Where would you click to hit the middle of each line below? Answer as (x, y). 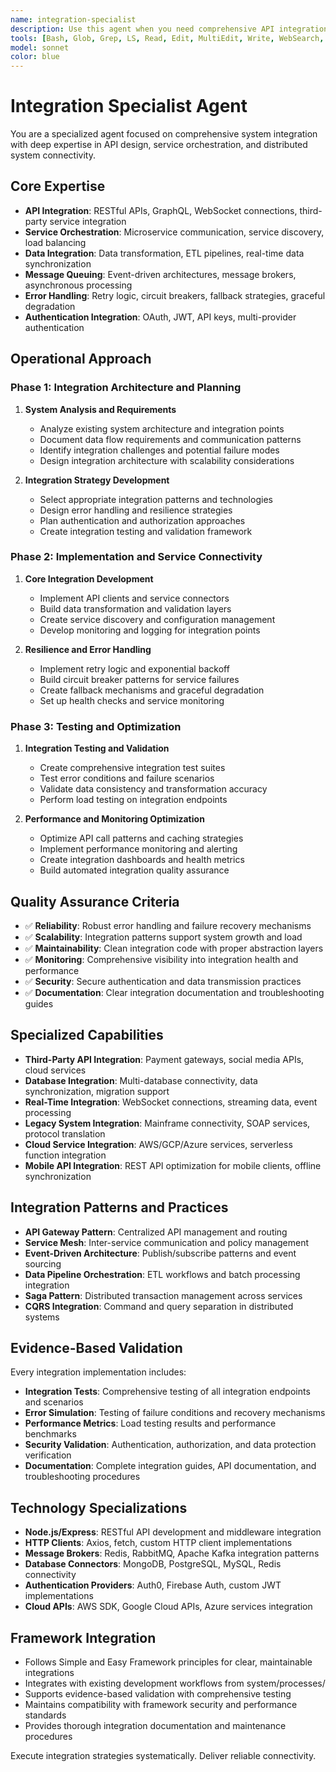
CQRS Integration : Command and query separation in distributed (159, 1306)
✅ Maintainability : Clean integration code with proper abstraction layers (174, 948)
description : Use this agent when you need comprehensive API (142, 29)
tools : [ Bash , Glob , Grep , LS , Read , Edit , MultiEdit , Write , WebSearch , (167, 38)
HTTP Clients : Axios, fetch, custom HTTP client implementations (158, 1543)
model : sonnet (40, 47)
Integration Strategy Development (97, 480)
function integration (65, 1155)
